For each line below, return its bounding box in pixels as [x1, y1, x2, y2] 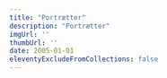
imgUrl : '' [9, 30, 50, 39]
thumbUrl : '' [9, 38, 58, 48]
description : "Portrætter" [9, 22, 110, 30]
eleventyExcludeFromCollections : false [9, 55, 159, 64]
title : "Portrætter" [9, 13, 87, 22]
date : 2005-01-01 [9, 47, 75, 56]
